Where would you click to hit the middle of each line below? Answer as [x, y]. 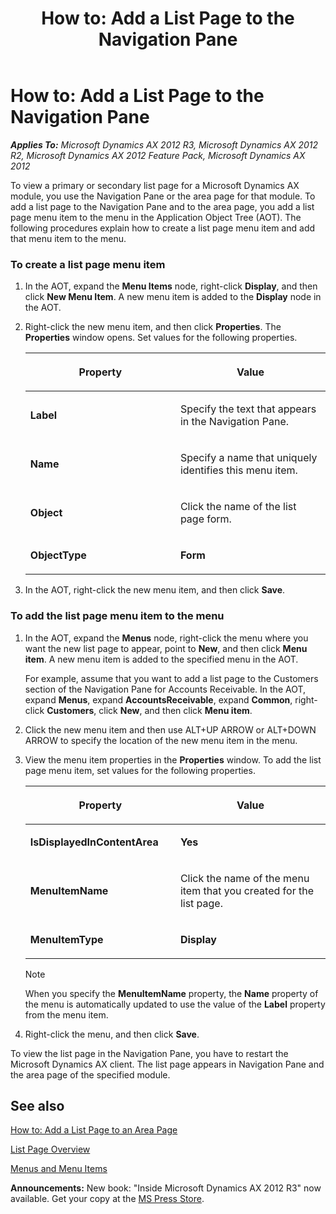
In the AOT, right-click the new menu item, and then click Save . [155, 590]
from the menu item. [66, 1014]
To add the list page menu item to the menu [117, 616]
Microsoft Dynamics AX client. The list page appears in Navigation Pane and [167, 1064]
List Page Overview [50, 1149]
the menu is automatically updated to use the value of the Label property [175, 1004]
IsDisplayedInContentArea [94, 842]
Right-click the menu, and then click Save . [112, 1034]
